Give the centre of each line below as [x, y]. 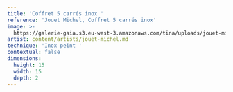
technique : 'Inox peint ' [44, 46]
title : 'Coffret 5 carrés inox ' [55, 13]
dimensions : [24, 59]
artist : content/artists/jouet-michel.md [68, 39]
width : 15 [27, 71]
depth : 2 [26, 78]
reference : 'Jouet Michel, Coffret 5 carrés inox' [82, 20]
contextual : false [34, 53]
